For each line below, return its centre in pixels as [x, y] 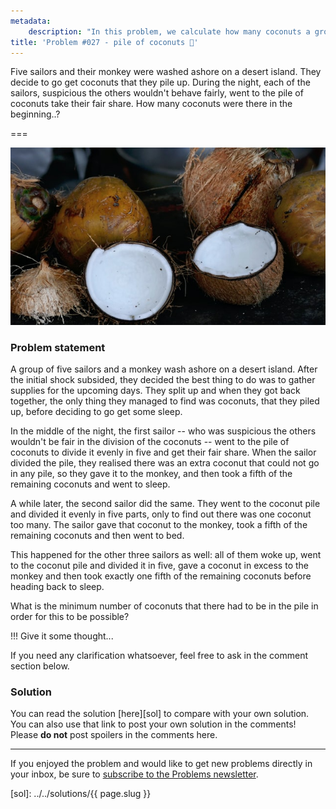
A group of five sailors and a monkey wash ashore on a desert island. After [164, 369]
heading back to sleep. [57, 587]
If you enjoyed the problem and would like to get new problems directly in [161, 764]
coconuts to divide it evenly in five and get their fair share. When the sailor [163, 452]
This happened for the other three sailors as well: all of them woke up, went [166, 555]
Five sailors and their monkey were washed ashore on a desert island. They [166, 72]
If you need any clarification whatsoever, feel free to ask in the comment [159, 656]
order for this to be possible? [70, 617]
